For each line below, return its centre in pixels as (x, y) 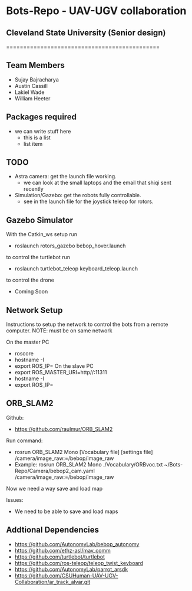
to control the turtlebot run (38, 257)
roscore (24, 354)
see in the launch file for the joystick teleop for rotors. (88, 201)
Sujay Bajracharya (37, 79)
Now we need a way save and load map (54, 488)
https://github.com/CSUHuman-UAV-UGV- (67, 575)
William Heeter (32, 98)
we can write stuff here (43, 131)
